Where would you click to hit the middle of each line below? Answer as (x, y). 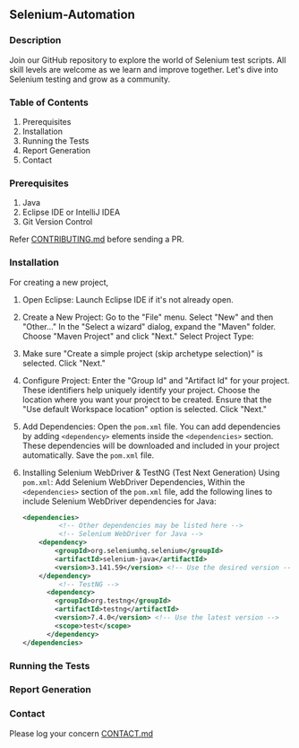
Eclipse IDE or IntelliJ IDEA (71, 212)
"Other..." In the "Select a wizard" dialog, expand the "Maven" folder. (149, 326)
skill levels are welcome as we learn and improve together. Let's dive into (144, 69)
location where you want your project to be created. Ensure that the (147, 400)
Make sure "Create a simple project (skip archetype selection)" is (142, 353)
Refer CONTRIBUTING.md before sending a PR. (97, 239)
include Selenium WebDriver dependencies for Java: (119, 501)
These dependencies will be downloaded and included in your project (151, 445)
